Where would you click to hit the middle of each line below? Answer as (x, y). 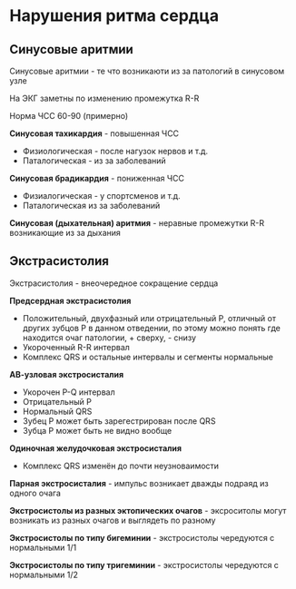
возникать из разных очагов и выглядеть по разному (113, 520)
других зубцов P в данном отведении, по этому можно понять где (152, 328)
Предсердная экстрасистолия (70, 300)
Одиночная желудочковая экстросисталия (96, 448)
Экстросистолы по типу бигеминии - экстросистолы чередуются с (142, 537)
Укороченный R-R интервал (76, 347)
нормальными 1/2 (44, 574)
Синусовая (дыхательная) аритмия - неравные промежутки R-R (137, 223)
